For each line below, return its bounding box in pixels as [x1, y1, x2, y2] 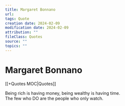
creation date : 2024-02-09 [5, 21, 60, 26]
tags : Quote [5, 16, 29, 21]
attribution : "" [5, 30, 38, 35]
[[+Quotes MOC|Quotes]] [5, 81, 56, 86]
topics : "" [5, 43, 27, 48]
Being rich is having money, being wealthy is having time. [5, 90, 121, 96]
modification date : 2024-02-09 [5, 25, 69, 30]
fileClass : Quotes [5, 35, 42, 40]
